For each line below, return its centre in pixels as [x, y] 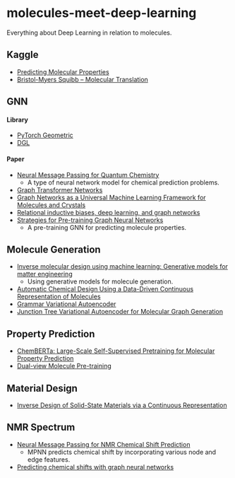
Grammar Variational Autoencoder [66, 304]
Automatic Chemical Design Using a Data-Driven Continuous [105, 289]
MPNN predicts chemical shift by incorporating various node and [122, 452]
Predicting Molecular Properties [63, 71]
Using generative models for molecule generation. [100, 281]
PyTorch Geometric [45, 135]
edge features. [49, 459]
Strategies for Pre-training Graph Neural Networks [90, 220]
